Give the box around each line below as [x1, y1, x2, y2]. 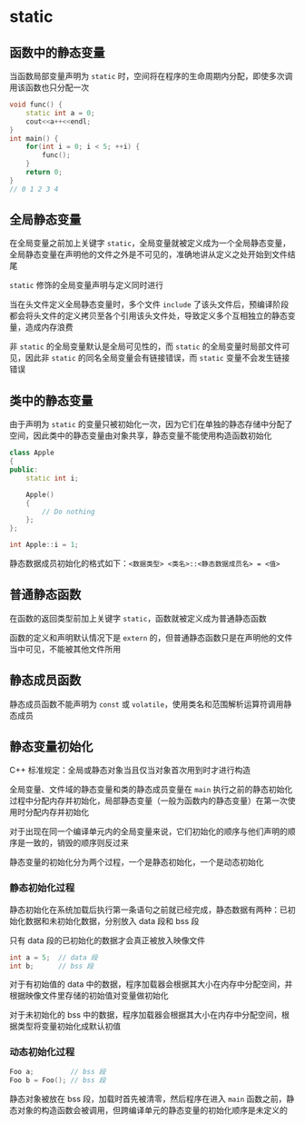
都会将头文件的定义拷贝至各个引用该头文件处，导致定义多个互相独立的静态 [9, 311, 288, 322]
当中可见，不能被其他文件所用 [9, 643, 121, 654]
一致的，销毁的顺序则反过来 [25, 838, 129, 849]
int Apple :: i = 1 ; [9, 541, 79, 550]
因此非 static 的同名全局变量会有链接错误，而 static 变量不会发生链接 [25, 353, 290, 363]
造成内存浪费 [25, 322, 74, 333]
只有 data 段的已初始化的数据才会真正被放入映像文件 [9, 934, 206, 946]
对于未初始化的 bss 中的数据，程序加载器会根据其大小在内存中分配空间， [9, 1010, 282, 1020]
